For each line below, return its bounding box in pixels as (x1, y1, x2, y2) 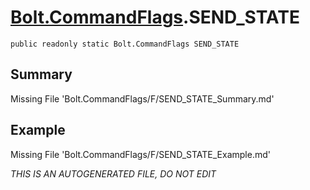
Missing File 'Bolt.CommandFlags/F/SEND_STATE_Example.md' (10, 148, 271, 160)
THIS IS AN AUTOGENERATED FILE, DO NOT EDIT (10, 167, 217, 180)
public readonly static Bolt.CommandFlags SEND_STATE (10, 39, 240, 49)
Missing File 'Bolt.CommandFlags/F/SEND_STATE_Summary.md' (10, 92, 275, 105)
